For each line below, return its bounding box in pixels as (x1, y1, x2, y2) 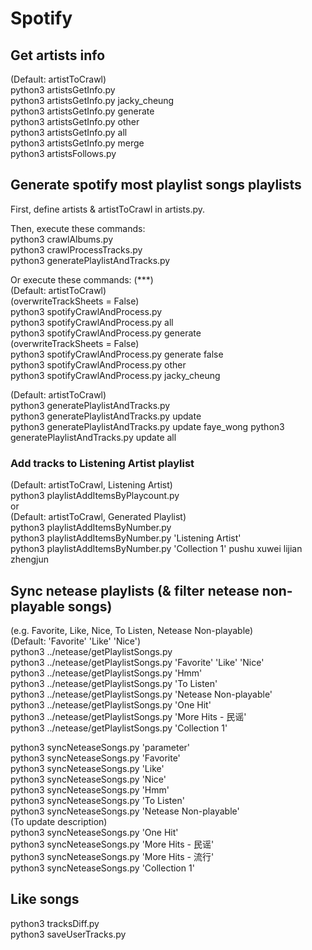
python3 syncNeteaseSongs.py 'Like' (10, 762, 165, 774)
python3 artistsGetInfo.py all (10, 127, 128, 138)
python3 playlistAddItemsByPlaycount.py (10, 490, 180, 502)
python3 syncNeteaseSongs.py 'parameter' (10, 741, 191, 753)
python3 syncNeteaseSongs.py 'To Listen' (10, 794, 185, 806)
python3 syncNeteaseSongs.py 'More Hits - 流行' (10, 850, 215, 862)
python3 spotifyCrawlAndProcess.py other (10, 358, 187, 371)
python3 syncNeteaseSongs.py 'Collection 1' (10, 862, 195, 874)
